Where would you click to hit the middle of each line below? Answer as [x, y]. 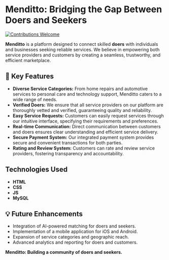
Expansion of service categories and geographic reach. [71, 237]
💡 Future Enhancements [44, 214]
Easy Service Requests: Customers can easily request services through [88, 115]
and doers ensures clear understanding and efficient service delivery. [85, 132]
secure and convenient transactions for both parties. [67, 142]
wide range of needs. [35, 99]
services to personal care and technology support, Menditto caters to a [87, 94]
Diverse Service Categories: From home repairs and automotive [80, 89]
